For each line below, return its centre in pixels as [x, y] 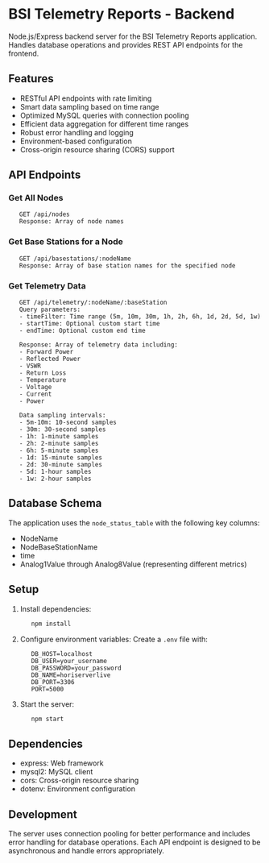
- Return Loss [43, 373]
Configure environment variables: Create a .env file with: [114, 639]
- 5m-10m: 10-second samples [68, 423]
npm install [51, 624]
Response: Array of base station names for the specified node [127, 266]
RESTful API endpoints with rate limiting [86, 98]
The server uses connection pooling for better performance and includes [130, 834]
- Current [35, 394]
